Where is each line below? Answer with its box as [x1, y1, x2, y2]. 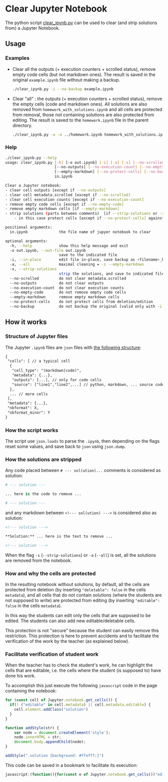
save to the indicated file [58, 252, 117, 258]
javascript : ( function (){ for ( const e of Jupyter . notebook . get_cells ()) [5, 772, 155, 777]
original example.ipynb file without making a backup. [12, 76, 120, 83]
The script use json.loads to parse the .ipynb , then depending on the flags [5, 438, 160, 444]
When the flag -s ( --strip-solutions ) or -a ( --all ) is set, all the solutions [5, 552, 156, 558]
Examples [5, 55, 30, 62]
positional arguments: [5, 225, 52, 230]
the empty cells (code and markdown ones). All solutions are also [12, 101, 147, 107]
